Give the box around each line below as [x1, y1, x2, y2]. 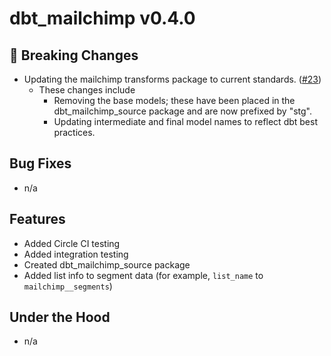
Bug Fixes [9, 155, 72, 172]
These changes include [38, 84, 136, 96]
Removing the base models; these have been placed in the [53, 95, 296, 106]
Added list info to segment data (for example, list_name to [23, 269, 264, 281]
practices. [53, 127, 96, 138]
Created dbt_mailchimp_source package [23, 258, 191, 271]
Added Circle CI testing [23, 237, 121, 249]
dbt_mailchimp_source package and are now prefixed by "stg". [53, 105, 313, 117]
